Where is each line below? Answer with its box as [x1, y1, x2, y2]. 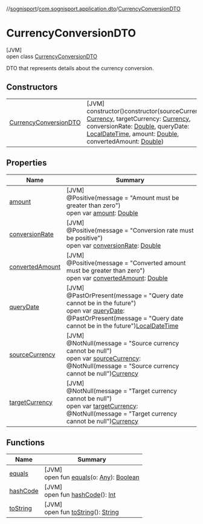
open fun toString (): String [44, 508, 119, 517]
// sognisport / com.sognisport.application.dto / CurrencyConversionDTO [6, 5, 181, 12]
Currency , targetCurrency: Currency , [86, 114, 192, 123]
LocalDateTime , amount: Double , [86, 130, 179, 138]
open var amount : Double [66, 208, 138, 217]
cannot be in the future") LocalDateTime [66, 321, 179, 330]
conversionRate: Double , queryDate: [86, 122, 189, 130]
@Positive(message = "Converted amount [66, 259, 186, 267]
